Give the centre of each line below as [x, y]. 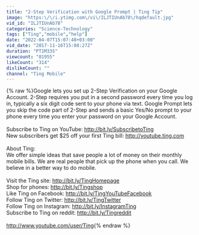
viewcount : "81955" [31, 57]
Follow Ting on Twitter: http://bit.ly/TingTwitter [64, 200]
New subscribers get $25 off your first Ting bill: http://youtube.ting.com [95, 136]
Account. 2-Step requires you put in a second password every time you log [99, 97]
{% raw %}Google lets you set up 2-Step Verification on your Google [92, 91]
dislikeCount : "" [28, 68]
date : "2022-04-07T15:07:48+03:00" [51, 40]
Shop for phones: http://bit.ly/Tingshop [55, 187]
